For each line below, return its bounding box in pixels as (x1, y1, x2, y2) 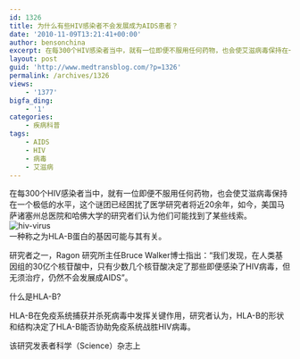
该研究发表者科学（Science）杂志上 (9, 340, 141, 351)
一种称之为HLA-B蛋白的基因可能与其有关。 (9, 231, 167, 242)
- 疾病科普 (25, 121, 61, 130)
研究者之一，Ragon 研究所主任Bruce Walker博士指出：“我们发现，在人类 (9, 250, 276, 261)
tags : (9, 129, 29, 138)
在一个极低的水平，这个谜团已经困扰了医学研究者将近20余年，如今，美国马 (9, 199, 286, 210)
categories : (9, 113, 54, 121)
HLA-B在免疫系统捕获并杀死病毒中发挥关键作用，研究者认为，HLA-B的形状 (9, 310, 285, 321)
